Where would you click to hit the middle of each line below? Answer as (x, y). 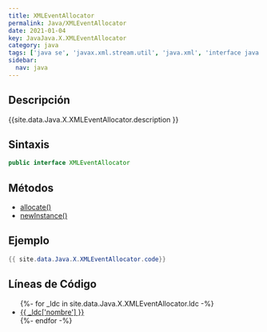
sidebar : (23, 61)
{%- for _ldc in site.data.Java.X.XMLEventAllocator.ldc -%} (117, 303)
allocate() (36, 207)
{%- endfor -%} (46, 320)
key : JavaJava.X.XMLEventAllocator (68, 38)
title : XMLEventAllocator (51, 16)
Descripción (39, 100)
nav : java (32, 68)
